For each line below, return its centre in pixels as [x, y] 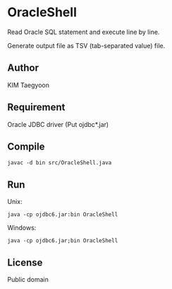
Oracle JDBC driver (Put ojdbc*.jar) [58, 124]
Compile [26, 146]
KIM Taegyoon [29, 85]
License [25, 262]
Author [23, 68]
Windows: [22, 228]
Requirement [36, 107]
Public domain [28, 279]
